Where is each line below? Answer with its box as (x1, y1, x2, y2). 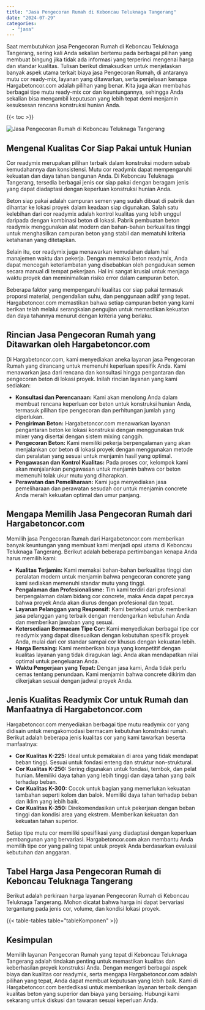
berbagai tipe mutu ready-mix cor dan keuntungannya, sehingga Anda (6, 88, 184, 96)
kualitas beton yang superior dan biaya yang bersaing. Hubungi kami (6, 990, 180, 998)
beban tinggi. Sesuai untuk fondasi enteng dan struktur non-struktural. (15, 758, 193, 766)
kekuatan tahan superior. (15, 817, 78, 824)
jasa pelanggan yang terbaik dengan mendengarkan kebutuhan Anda (15, 612, 190, 619)
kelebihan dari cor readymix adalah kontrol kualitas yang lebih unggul (6, 210, 182, 218)
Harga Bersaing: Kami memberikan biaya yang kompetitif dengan (15, 644, 181, 651)
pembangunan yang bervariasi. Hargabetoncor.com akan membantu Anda (6, 835, 194, 843)
